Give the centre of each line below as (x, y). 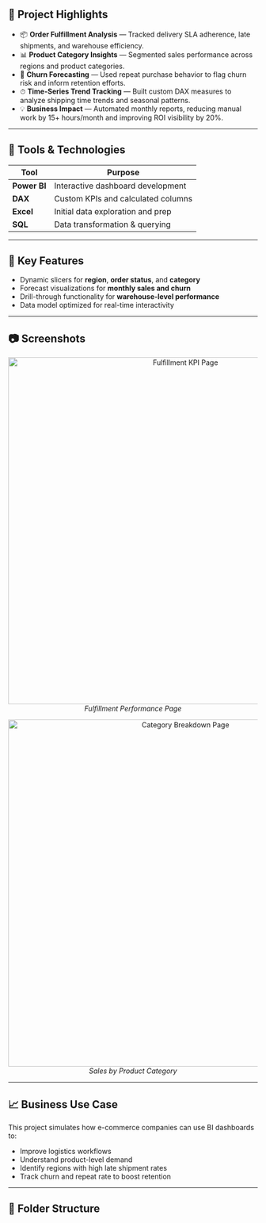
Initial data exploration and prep (113, 211)
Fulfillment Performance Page (133, 709)
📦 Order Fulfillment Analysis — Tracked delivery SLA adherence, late (135, 34)
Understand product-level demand (76, 1160)
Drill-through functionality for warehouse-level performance (120, 297)
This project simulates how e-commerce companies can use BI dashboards (131, 1128)
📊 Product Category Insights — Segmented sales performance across (136, 54)
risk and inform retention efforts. (72, 82)
